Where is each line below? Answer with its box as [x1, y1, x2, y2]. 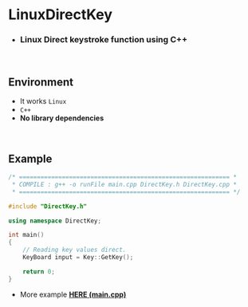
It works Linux [19, 96, 67, 106]
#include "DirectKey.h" [8, 202, 88, 211]
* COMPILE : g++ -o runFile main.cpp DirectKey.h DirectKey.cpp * [11, 180, 238, 188]
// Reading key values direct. [22, 246, 127, 254]
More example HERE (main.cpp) [19, 289, 127, 299]
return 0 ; [22, 267, 56, 276]
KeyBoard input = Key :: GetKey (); [22, 254, 134, 262]
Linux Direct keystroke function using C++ [19, 34, 188, 45]
